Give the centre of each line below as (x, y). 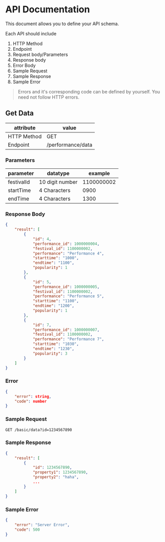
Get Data (20, 113)
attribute (25, 128)
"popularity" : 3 (50, 353)
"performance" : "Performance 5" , (68, 296)
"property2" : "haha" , (56, 477)
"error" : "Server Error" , (42, 525)
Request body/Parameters (40, 54)
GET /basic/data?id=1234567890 (39, 430)
